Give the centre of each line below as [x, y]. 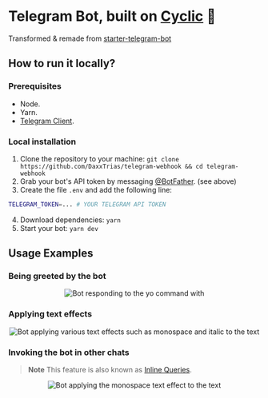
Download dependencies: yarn [70, 220]
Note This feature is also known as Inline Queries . [110, 370]
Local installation [42, 141]
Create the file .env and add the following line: [96, 189]
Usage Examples [51, 254]
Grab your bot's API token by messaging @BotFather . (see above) [128, 181]
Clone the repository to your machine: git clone [100, 158]
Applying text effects [50, 314]
